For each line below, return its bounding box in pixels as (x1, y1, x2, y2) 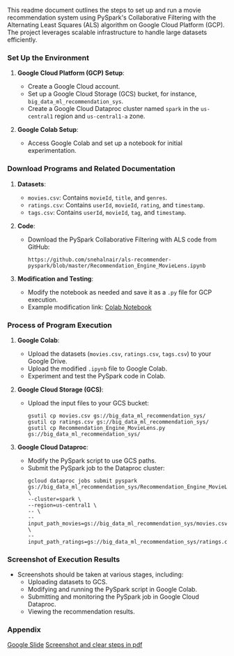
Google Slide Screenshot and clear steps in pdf (7, 641, 143, 649)
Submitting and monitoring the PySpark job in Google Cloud (27, 592, 200, 601)
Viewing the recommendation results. (27, 607, 136, 616)
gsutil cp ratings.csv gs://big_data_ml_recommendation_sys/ (27, 418, 209, 425)
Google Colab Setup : (17, 126, 79, 134)
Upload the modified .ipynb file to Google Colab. (27, 364, 168, 373)
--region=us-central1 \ (27, 502, 97, 509)
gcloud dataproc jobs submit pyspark (27, 477, 138, 484)
